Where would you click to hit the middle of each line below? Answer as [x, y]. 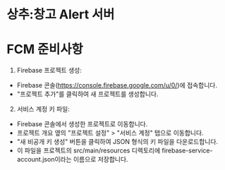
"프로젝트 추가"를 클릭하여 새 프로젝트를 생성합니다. [87, 94]
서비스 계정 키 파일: [43, 109]
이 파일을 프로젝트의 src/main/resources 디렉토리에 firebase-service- [115, 151]
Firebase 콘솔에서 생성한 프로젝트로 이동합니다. [82, 124]
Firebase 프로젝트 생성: [49, 71]
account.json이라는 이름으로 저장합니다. [72, 159]
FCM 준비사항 [45, 49]
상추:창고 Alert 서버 [61, 14]
